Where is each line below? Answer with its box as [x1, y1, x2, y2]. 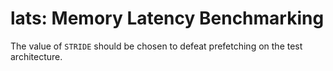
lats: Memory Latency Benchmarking [10, 7, 325, 30]
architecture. [10, 50, 63, 62]
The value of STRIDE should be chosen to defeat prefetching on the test [10, 40, 303, 52]
